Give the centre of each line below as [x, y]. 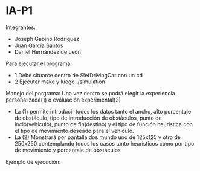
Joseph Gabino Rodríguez [47, 39]
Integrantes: [21, 27]
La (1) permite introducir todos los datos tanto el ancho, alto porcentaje [103, 111]
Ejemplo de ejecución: [33, 161]
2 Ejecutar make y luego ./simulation [60, 82]
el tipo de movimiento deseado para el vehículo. [74, 131]
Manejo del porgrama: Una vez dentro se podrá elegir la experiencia [91, 93]
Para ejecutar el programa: [39, 63]
